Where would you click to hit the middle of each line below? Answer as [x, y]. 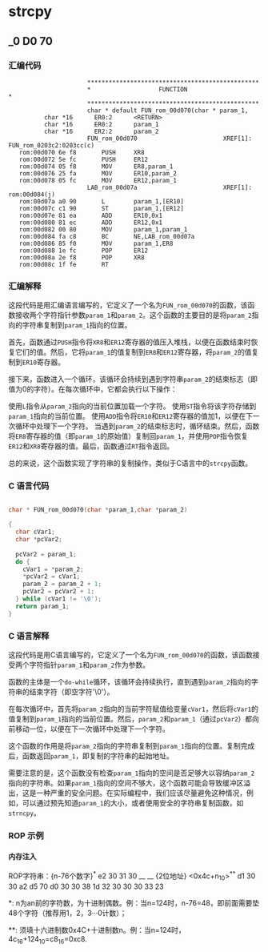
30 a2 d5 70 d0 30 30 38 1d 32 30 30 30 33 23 [86, 886]
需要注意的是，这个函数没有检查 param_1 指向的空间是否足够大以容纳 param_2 [132, 773]
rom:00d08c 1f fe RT [64, 264]
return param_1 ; [42, 606]
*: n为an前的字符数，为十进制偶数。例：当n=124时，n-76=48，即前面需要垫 [134, 902]
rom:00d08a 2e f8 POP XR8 [82, 257]
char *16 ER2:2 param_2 [101, 131]
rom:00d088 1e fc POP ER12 [84, 251]
